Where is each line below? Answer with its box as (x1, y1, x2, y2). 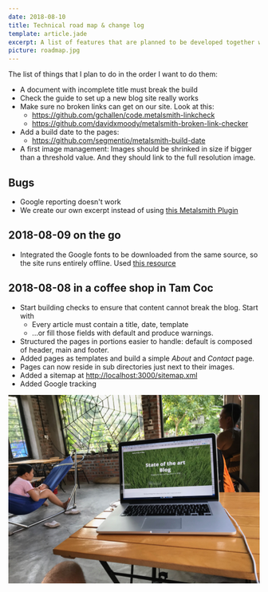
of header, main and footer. (19, 345, 109, 354)
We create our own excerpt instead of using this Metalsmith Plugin (19, 205, 238, 215)
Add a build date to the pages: (19, 128, 120, 137)
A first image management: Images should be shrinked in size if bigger (19, 144, 253, 154)
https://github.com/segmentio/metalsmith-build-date (31, 136, 206, 145)
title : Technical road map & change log (8, 21, 145, 30)
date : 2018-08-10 (8, 13, 66, 21)
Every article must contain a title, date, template (31, 319, 189, 329)
